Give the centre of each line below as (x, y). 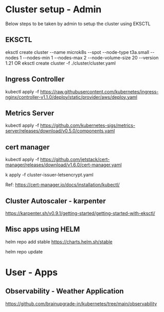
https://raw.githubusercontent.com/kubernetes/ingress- (99, 91)
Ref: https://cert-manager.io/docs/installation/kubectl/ (62, 185)
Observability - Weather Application (65, 291)
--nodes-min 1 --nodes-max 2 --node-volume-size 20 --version (91, 57)
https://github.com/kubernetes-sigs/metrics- (88, 125)
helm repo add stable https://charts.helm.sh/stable (59, 242)
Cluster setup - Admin (53, 9)
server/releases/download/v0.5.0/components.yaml (60, 131)
